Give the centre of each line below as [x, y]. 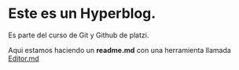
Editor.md [24, 58]
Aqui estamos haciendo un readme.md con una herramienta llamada [120, 50]
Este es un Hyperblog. [82, 14]
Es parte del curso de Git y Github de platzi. [79, 35]
